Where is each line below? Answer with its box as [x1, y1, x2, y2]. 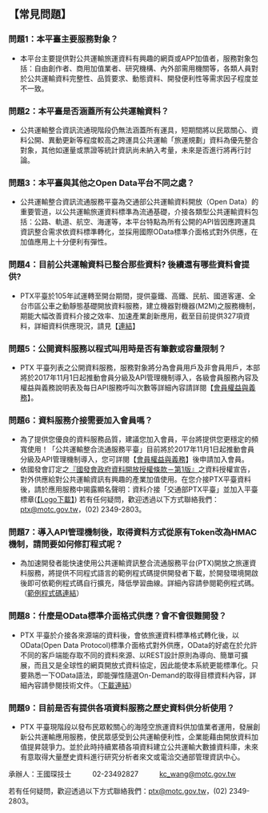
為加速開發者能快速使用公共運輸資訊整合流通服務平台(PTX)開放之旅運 [19, 558, 250, 568]
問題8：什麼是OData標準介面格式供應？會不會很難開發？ [8, 610, 227, 621]
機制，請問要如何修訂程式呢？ [8, 539, 124, 550]
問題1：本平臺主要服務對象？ [8, 34, 118, 45]
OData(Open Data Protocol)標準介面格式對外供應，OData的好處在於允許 [19, 640, 258, 649]
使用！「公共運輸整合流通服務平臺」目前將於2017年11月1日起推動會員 [26, 444, 254, 455]
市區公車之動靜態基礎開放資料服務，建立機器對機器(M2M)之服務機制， [26, 301, 260, 310]
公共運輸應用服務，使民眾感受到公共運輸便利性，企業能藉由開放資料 [26, 732, 252, 742]
